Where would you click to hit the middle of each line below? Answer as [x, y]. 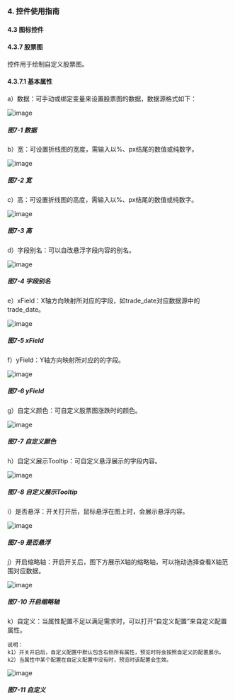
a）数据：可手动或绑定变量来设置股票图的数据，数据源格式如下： [102, 98]
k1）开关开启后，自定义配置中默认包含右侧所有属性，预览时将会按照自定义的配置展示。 [116, 652]
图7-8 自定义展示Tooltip [42, 492]
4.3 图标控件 [25, 29]
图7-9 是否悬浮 [29, 543]
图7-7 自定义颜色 [32, 441]
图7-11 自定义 [27, 690]
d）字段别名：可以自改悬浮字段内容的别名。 [71, 250]
